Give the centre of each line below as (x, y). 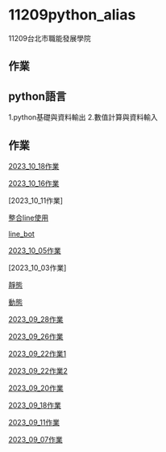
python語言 (37, 96)
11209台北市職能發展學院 (50, 38)
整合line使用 (29, 218)
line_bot (21, 234)
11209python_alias (72, 15)
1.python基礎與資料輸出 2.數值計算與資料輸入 (83, 117)
